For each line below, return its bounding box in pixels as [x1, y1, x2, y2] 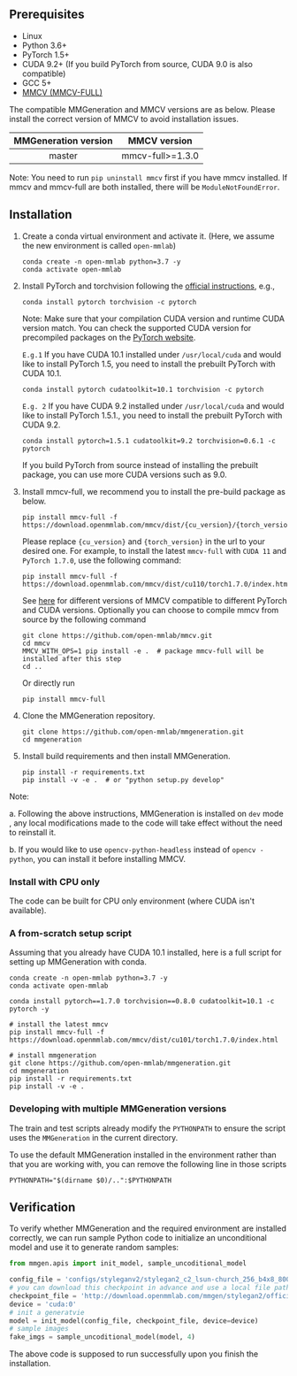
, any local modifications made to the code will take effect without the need [9, 818, 283, 828]
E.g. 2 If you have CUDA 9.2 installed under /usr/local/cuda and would [21, 400, 285, 411]
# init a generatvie [9, 1308, 86, 1317]
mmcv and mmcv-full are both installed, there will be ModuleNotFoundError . [9, 181, 280, 192]
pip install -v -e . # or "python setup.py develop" [21, 775, 225, 784]
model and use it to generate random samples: [9, 1242, 179, 1253]
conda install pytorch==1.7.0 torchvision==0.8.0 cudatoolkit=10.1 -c [9, 997, 275, 1006]
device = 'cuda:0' [9, 1300, 77, 1309]
